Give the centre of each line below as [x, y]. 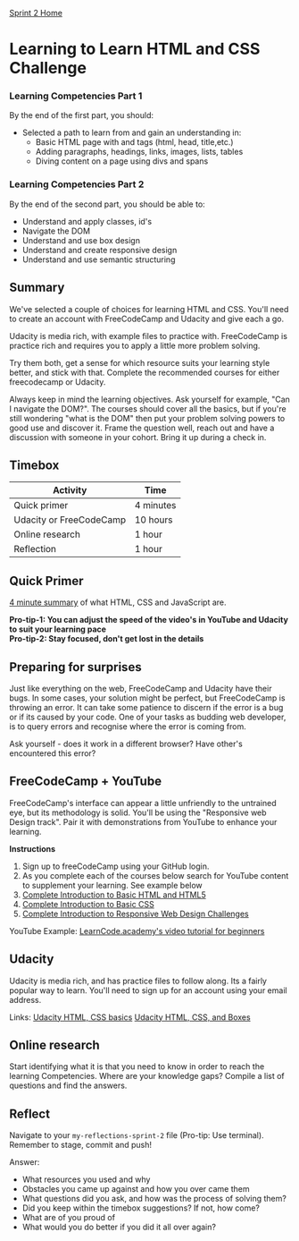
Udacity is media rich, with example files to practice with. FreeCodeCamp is [149, 336]
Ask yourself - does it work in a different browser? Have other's [126, 744]
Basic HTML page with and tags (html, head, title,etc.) [134, 142]
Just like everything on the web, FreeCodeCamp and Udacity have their [141, 689]
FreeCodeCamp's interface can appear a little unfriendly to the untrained [143, 803]
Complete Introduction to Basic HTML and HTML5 [114, 895]
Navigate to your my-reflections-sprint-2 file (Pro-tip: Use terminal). [137, 1135]
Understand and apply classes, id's [87, 221]
